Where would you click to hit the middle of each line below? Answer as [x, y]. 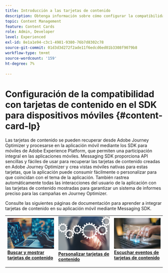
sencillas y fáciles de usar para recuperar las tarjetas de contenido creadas [83, 162]
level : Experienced [25, 37]
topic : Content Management [33, 21]
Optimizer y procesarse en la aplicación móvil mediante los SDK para [76, 146]
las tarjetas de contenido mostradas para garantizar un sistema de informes [83, 188]
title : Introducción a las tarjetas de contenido [58, 11]
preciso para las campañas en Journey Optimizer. [56, 194]
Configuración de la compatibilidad [80, 94]
